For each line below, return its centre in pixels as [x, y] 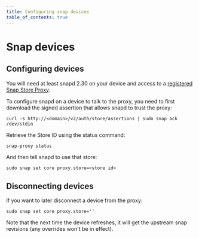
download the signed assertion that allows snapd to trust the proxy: [89, 108]
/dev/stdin [20, 124]
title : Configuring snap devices [48, 12]
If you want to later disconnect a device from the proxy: [74, 200]
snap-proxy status [29, 146]
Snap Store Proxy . [28, 90]
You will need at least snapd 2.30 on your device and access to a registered [99, 83]
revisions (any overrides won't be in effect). [60, 229]
